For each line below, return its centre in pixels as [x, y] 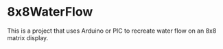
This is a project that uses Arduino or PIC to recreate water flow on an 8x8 [112, 31]
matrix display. [28, 37]
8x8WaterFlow [50, 12]
